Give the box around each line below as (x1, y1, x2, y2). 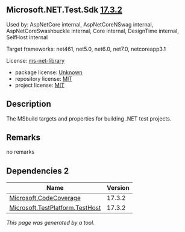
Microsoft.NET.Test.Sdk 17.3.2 (6, 5, 122, 15)
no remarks (6, 148, 35, 155)
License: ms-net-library (6, 57, 65, 64)
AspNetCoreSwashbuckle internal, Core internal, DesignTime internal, (6, 27, 180, 34)
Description (6, 99, 51, 109)
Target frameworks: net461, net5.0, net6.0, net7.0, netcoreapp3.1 (6, 45, 166, 52)
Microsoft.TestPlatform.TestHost (9, 204, 101, 212)
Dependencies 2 (6, 166, 69, 176)
